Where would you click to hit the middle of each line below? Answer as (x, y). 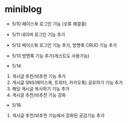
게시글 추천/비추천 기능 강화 (39, 95)
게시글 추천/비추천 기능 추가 (39, 76)
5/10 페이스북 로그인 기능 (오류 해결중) (49, 24)
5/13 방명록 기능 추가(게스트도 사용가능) (50, 56)
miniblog (23, 9)
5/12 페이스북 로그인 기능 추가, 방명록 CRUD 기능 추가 (64, 45)
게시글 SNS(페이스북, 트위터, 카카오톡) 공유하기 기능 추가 (67, 82)
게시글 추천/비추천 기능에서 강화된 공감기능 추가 (58, 115)
